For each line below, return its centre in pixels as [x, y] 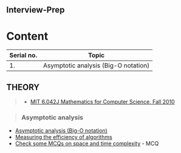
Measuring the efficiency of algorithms [63, 137]
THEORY [23, 87]
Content [27, 36]
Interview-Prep [36, 10]
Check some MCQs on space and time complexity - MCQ [87, 144]
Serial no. [23, 55]
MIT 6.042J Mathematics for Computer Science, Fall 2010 [102, 102]
